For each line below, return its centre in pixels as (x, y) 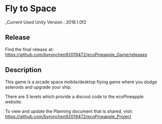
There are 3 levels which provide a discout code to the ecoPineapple (74, 97)
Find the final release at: (29, 49)
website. (14, 101)
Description (23, 70)
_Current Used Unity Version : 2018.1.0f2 (46, 22)
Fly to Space (31, 9)
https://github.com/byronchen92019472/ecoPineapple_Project (68, 116)
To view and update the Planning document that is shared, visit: (69, 111)
